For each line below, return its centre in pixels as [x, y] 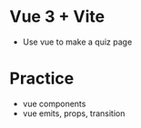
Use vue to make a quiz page [77, 42]
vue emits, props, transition [74, 113]
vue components [54, 103]
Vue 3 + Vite [57, 17]
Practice [42, 79]
